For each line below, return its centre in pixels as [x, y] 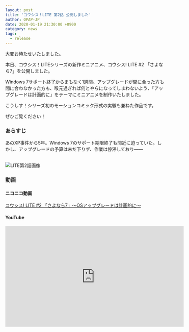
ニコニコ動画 [19, 193]
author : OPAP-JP [22, 19]
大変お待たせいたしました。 [34, 54]
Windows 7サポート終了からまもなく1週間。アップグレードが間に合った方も [85, 82]
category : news [21, 29]
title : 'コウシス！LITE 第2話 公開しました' [48, 15]
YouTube [15, 217]
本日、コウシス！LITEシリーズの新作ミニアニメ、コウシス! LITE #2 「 [78, 64]
